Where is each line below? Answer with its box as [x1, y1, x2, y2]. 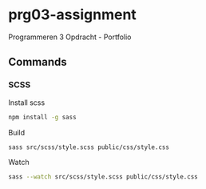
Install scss [8, 98, 46, 107]
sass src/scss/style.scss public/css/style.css [8, 143, 170, 151]
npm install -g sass [8, 113, 77, 121]
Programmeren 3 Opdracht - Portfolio [8, 32, 132, 42]
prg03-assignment [8, 6, 137, 24]
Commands [8, 55, 68, 69]
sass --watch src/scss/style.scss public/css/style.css [8, 173, 198, 181]
